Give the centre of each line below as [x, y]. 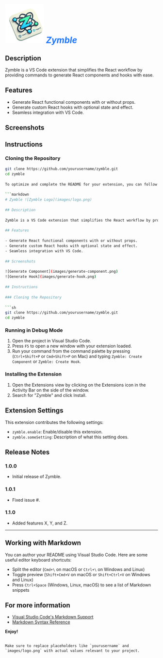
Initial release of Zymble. [37, 477]
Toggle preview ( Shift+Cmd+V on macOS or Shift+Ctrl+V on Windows [81, 574]
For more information [38, 605]
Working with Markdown [43, 543]
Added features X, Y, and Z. [40, 523]
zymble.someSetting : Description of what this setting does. [70, 437]
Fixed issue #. [26, 500]
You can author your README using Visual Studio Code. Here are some [76, 555]
